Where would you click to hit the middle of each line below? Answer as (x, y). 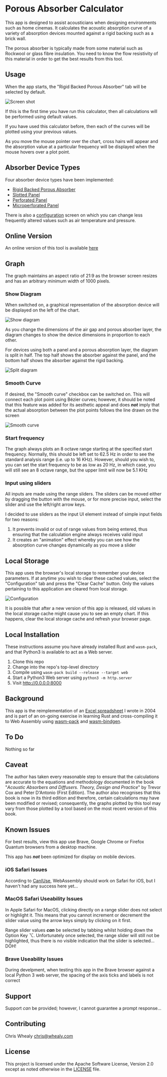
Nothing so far (20, 749)
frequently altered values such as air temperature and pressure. (71, 220)
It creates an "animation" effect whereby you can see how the (76, 540)
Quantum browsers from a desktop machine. (51, 847)
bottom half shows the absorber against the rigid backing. (65, 360)
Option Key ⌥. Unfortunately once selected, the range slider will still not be (82, 935)
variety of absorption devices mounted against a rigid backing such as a (79, 33)
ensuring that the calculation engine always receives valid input (78, 534)
